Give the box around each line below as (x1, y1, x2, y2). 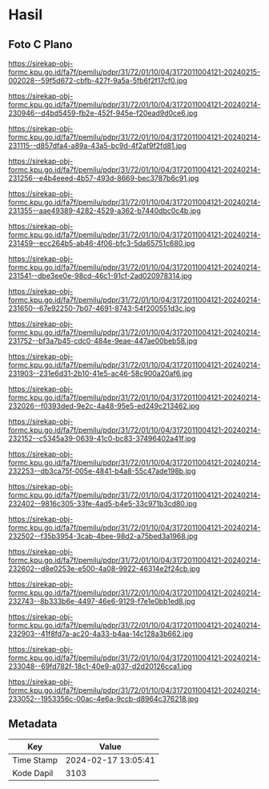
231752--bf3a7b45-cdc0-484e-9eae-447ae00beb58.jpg (8, 336, 198, 345)
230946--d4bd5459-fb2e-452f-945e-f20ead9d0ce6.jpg (8, 108, 198, 118)
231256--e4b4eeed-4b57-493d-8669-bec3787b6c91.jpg (8, 174, 199, 183)
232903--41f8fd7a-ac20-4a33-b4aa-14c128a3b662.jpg (8, 629, 194, 638)
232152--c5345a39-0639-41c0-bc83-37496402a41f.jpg (8, 434, 196, 443)
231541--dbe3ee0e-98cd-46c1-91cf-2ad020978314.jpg (8, 271, 192, 280)
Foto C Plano (8, 38, 73, 51)
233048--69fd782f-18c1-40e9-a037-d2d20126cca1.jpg (8, 662, 192, 670)
